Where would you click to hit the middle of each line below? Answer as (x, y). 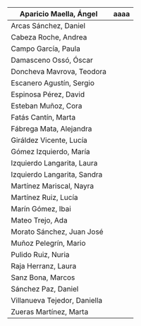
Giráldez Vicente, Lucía (49, 140)
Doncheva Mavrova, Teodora (59, 71)
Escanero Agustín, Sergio (53, 83)
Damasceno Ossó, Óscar (52, 60)
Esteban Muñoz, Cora (47, 106)
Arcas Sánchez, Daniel (48, 26)
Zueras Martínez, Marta (50, 312)
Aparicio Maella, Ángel (59, 14)
